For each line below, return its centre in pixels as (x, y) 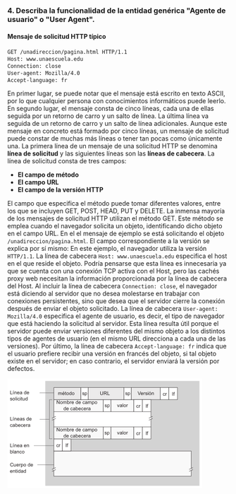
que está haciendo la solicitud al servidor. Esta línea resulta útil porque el (113, 324)
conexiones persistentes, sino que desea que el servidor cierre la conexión (116, 301)
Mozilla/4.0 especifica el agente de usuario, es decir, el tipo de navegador (116, 316)
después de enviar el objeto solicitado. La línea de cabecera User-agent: (113, 309)
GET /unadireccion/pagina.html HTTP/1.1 (68, 52)
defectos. (21, 369)
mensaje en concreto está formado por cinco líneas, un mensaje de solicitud (118, 131)
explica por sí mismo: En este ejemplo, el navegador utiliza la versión (107, 249)
